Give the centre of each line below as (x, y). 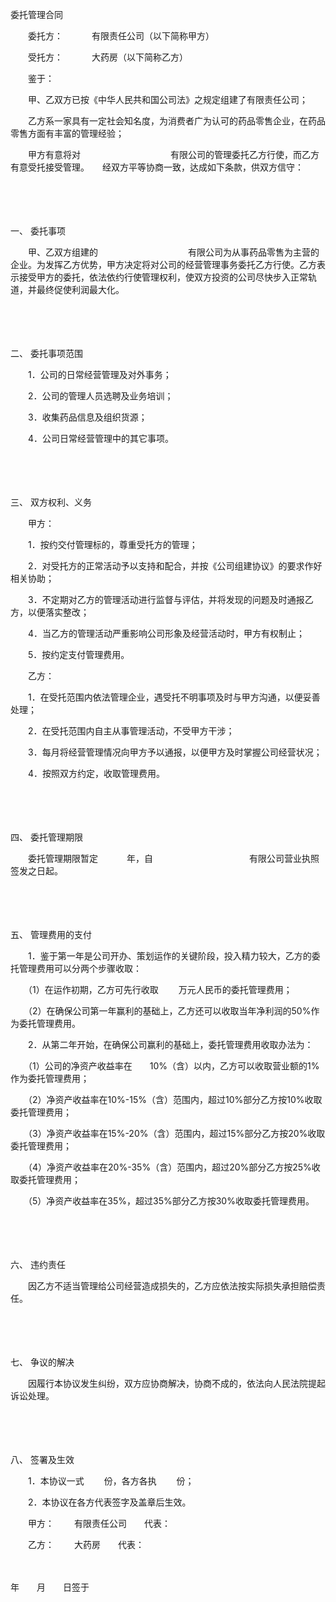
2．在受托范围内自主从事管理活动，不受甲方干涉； (131, 731)
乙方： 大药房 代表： (86, 1544)
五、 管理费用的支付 (51, 934)
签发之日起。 (36, 871)
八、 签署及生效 (42, 1459)
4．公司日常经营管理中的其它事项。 (101, 438)
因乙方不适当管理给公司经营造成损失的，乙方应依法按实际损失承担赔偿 (172, 1286)
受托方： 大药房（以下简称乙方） (105, 57)
